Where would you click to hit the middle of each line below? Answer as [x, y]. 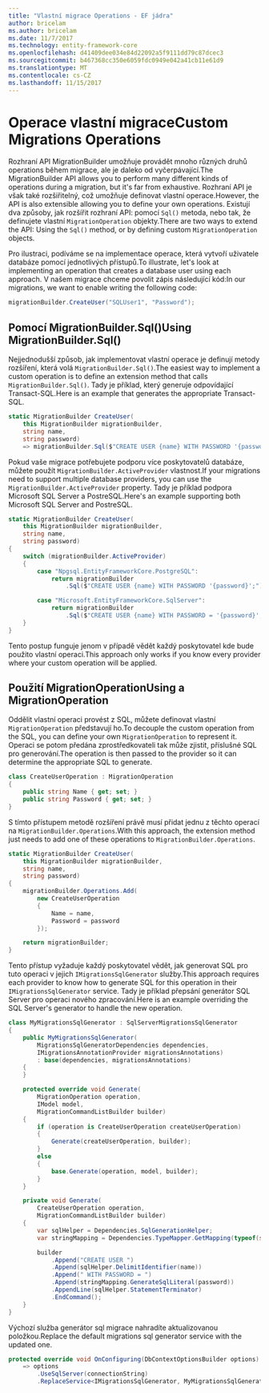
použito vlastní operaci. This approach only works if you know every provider [134, 654]
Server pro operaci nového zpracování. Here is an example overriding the [128, 999]
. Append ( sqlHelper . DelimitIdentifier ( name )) [126, 1267]
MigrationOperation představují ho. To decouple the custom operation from [131, 728]
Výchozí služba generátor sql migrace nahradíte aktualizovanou [113, 1327]
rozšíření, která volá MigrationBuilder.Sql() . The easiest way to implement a [134, 368]
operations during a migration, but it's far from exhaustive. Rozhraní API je [130, 187]
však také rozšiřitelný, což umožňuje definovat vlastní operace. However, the [134, 196]
